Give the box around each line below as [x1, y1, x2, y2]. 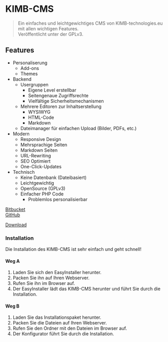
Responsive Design [20, 136, 61, 142]
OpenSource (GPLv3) [20, 185, 66, 191]
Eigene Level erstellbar [28, 87, 77, 93]
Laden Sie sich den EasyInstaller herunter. [12, 269, 101, 276]
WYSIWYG [28, 109, 51, 115]
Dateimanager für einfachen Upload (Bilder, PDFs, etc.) [20, 125, 137, 131]
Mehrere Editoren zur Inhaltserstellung [20, 103, 101, 110]
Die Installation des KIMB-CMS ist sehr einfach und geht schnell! [5, 246, 142, 253]
